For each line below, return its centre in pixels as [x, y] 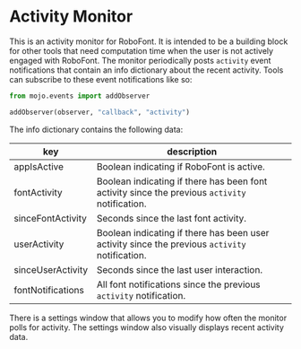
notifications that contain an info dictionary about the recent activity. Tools [146, 70]
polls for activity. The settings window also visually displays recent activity [147, 327]
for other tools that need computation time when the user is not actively [142, 50]
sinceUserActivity [51, 269]
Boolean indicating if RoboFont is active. [181, 166]
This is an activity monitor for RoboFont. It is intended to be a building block [149, 41]
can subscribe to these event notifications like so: [101, 79]
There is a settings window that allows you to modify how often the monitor [148, 318]
